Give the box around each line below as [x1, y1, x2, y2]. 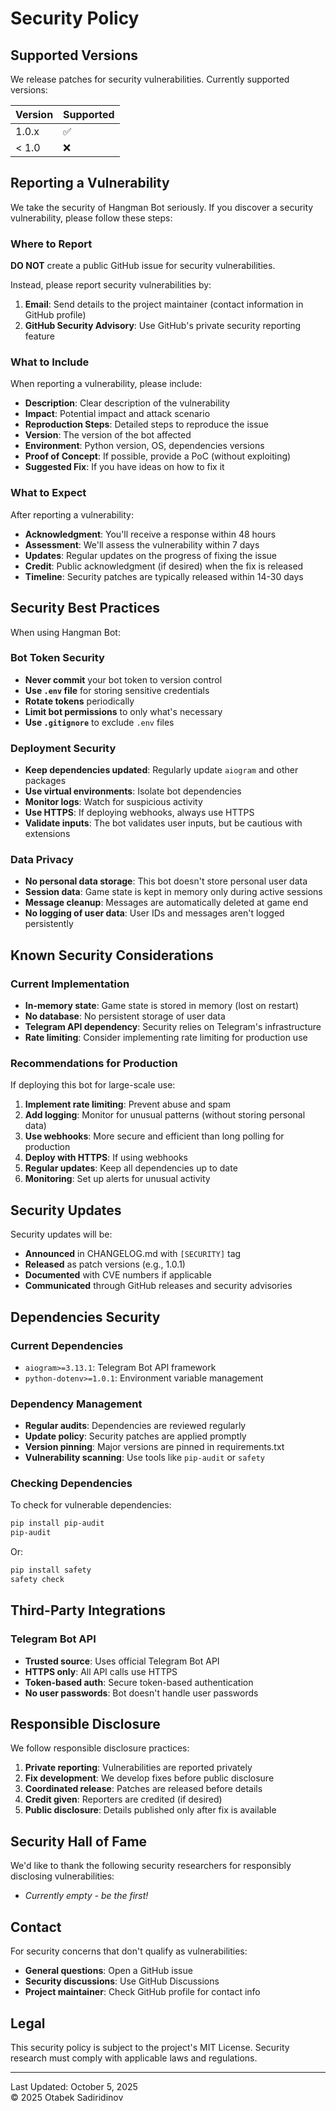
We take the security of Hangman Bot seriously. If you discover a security [10, 201, 314, 213]
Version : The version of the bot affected [24, 429, 192, 441]
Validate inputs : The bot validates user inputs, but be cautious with [24, 817, 303, 829]
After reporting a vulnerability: [10, 508, 134, 521]
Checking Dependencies [10, 1477, 133, 1491]
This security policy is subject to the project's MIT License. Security [10, 2041, 290, 2053]
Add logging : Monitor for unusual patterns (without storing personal [24, 1109, 306, 1121]
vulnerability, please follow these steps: [10, 212, 173, 224]
